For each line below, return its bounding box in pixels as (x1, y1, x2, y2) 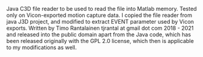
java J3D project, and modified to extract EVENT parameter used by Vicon (6, 18, 194, 25)
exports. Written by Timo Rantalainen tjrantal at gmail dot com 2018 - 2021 (6, 24, 194, 32)
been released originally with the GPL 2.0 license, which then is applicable (6, 38, 194, 44)
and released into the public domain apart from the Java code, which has (6, 31, 191, 38)
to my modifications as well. (6, 44, 77, 51)
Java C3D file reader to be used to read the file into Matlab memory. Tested (6, 5, 197, 12)
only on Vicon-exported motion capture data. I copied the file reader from (6, 12, 193, 19)
